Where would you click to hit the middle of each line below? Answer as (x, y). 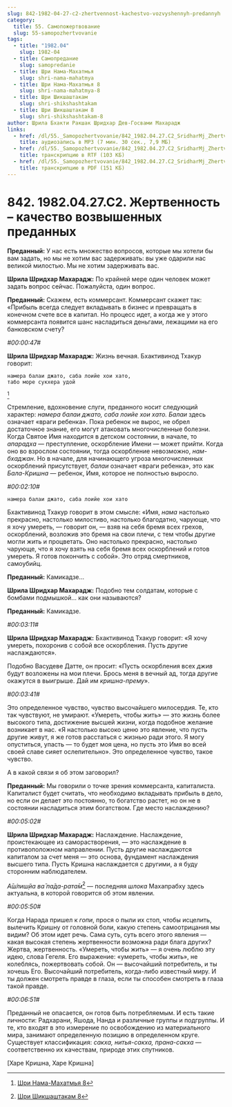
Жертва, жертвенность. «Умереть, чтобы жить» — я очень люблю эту (111, 949)
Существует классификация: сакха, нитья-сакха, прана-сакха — (104, 1043)
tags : (15, 39)
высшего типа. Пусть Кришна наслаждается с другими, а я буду (103, 864)
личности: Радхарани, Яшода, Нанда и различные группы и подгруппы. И (116, 1021)
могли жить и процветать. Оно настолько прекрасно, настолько (102, 541)
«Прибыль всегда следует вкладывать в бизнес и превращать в (102, 307)
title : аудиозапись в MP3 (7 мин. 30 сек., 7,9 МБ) (95, 143)
